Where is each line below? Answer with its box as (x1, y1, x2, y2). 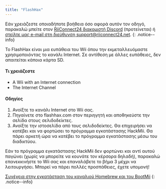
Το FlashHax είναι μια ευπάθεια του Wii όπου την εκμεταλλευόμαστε (5, 46, 148, 52)
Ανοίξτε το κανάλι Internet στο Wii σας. (12, 107, 94, 113)
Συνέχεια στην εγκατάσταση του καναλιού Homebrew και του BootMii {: (5, 174, 155, 180)
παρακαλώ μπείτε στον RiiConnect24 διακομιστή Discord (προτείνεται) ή (5, 26, 156, 32)
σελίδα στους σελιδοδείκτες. (12, 118, 73, 124)
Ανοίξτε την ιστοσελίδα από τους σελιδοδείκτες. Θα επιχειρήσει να (12, 123, 153, 129)
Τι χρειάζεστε (5, 68, 35, 74)
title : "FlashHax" (5, 7, 43, 12)
